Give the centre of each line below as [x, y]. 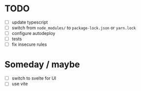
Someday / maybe [42, 65]
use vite [20, 84]
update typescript [30, 22]
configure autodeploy [33, 33]
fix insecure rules [29, 44]
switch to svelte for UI [34, 78]
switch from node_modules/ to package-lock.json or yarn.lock [74, 28]
